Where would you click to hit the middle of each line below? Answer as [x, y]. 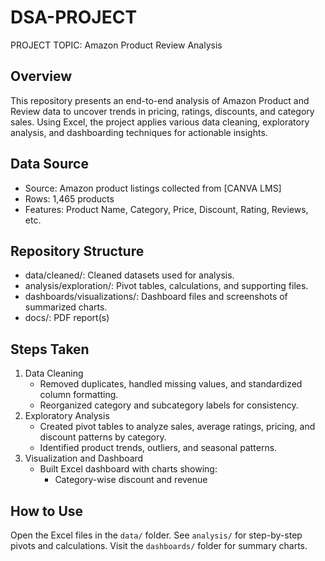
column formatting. [79, 395]
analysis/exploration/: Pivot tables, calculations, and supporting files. [166, 286]
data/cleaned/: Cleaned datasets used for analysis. [129, 275]
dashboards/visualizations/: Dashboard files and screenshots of [156, 297]
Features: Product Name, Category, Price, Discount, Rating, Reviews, [166, 209]
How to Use [47, 511]
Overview [41, 76]
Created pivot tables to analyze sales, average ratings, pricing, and [177, 427]
